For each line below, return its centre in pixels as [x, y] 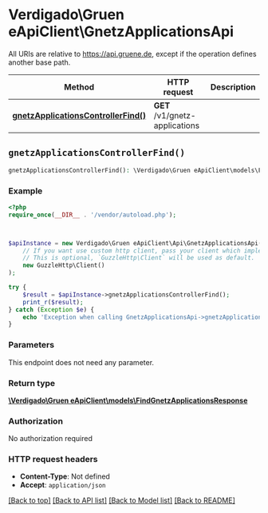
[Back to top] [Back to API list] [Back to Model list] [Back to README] [122, 500]
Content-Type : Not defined [65, 476]
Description [233, 87]
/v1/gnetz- [175, 115]
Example [26, 191]
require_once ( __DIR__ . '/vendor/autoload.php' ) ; [93, 215]
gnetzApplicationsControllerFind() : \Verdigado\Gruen [100, 170]
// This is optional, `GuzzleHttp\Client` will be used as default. [139, 258]
